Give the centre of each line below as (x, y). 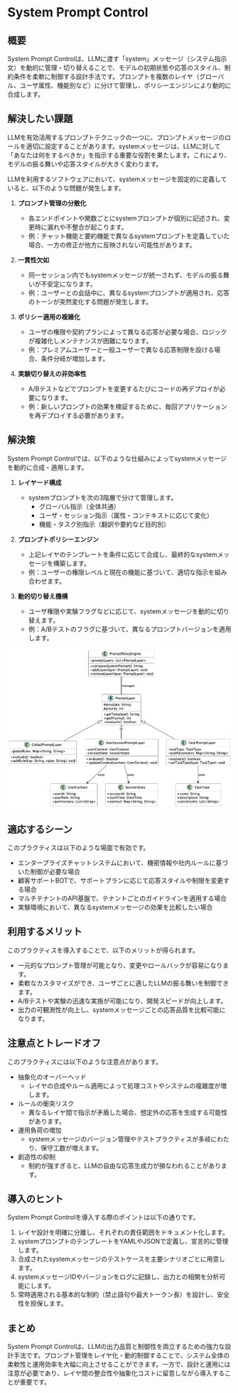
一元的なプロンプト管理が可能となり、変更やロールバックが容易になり (120, 965)
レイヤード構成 (39, 482)
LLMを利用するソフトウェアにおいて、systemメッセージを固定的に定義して (117, 179)
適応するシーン (40, 829)
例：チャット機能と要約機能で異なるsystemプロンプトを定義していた (129, 236)
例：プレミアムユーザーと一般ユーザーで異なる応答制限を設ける (121, 350)
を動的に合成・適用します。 (48, 467)
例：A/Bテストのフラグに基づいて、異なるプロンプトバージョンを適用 (130, 629)
